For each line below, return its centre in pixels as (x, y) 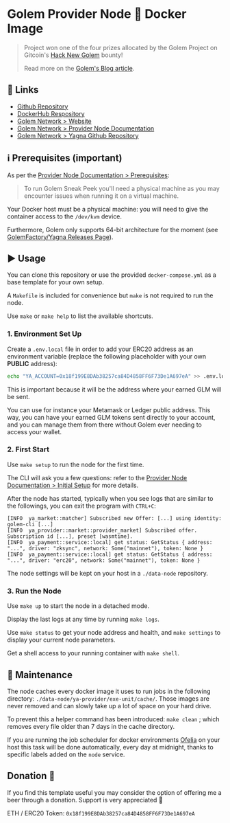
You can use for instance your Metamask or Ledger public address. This (109, 410)
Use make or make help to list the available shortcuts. (80, 316)
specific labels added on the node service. (66, 754)
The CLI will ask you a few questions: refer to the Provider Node (97, 477)
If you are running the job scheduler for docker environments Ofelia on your (114, 740)
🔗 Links (23, 90)
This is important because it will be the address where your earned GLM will (114, 389)
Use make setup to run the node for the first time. (76, 464)
